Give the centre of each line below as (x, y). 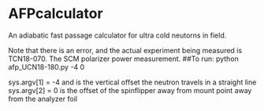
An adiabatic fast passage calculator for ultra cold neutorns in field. (117, 35)
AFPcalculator (56, 14)
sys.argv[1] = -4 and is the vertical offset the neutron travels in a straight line (132, 82)
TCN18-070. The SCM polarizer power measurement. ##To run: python (123, 59)
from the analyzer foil (43, 98)
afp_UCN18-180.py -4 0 (46, 66)
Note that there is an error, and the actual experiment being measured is (125, 50)
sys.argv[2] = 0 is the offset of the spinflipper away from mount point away (130, 90)
